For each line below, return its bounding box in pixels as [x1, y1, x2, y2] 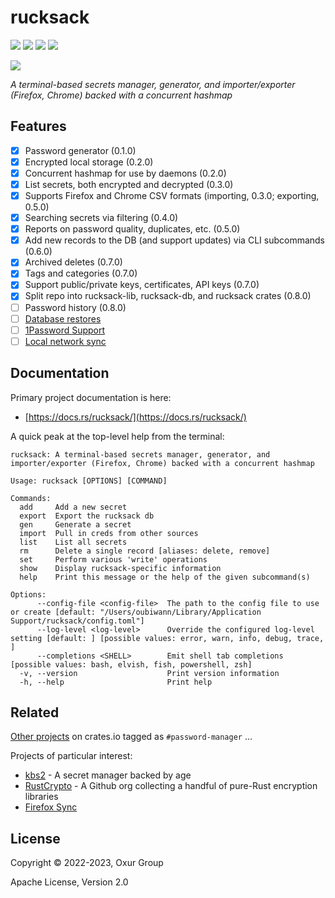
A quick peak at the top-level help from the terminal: [10, 430, 225, 442]
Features [10, 118, 67, 135]
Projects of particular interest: [10, 750, 133, 762]
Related [10, 704, 60, 721]
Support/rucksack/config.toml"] [10, 616, 145, 626]
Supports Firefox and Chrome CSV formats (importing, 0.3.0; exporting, [24, 190, 320, 201]
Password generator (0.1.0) [24, 144, 137, 156]
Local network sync [24, 335, 107, 347]
